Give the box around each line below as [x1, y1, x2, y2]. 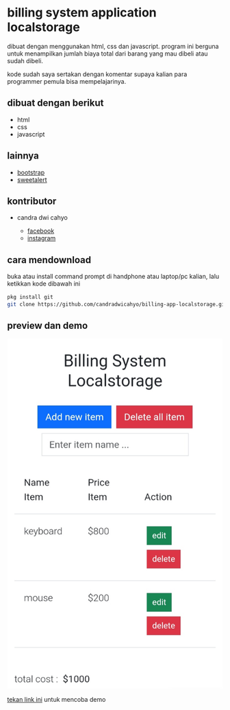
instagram [27, 234, 56, 242]
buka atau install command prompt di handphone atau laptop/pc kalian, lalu [7, 273, 220, 281]
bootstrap [16, 168, 45, 176]
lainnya [7, 150, 39, 162]
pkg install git [7, 294, 53, 301]
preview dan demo [7, 320, 88, 332]
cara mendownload [7, 254, 91, 266]
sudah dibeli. [7, 56, 43, 65]
